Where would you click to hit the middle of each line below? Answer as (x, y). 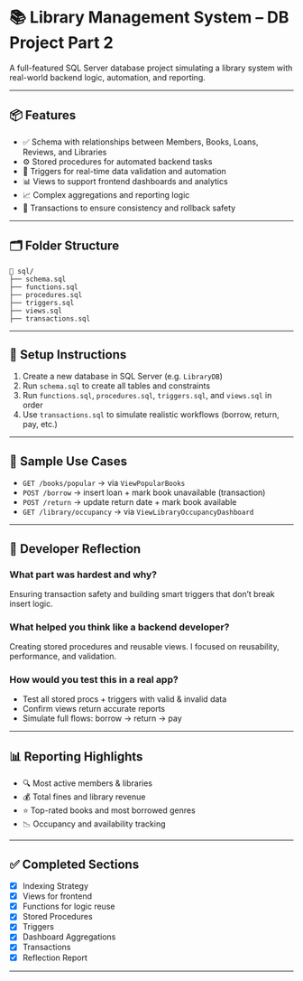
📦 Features (43, 115)
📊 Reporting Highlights (76, 757)
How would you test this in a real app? (94, 680)
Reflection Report (55, 958)
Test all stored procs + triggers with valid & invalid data (124, 699)
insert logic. (32, 603)
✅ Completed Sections (74, 864)
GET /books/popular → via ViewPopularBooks (104, 483)
